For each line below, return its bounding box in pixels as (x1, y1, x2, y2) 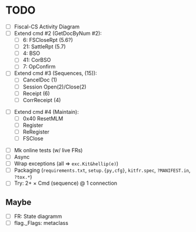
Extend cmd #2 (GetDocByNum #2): (14, 30, 102, 37)
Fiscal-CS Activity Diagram (14, 23, 80, 30)
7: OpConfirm (22, 63, 56, 70)
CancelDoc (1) (22, 76, 57, 83)
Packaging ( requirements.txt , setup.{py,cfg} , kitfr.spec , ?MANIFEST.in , (14, 166, 191, 174)
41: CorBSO (22, 57, 51, 64)
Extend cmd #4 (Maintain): (14, 108, 79, 115)
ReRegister (22, 128, 49, 135)
